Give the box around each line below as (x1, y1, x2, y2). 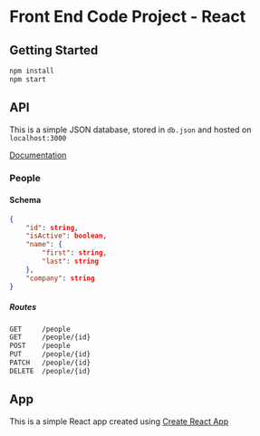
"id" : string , (25, 223, 79, 232)
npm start (9, 74, 47, 83)
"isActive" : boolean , (25, 231, 107, 241)
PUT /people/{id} (9, 350, 91, 359)
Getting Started (9, 43, 99, 58)
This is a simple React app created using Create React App (9, 415, 229, 427)
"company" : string (25, 274, 95, 283)
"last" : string (42, 257, 100, 266)
